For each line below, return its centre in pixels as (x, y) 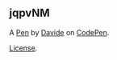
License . (23, 48)
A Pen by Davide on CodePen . (59, 32)
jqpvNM (30, 13)
